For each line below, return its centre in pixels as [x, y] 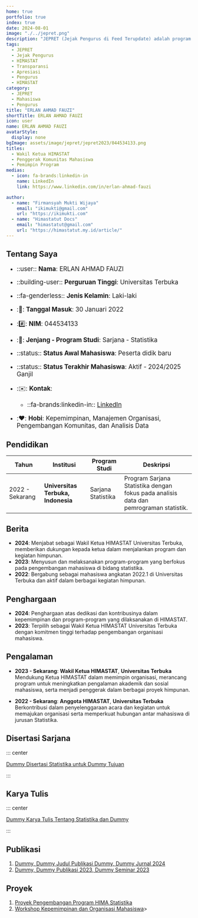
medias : [16, 170]
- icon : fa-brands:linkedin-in [50, 176]
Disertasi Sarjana [38, 739]
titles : [16, 148]
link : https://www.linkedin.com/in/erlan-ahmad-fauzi [84, 187]
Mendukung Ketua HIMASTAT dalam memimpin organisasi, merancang [100, 677]
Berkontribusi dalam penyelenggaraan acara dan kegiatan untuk [92, 707]
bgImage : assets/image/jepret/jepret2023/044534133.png [76, 143]
